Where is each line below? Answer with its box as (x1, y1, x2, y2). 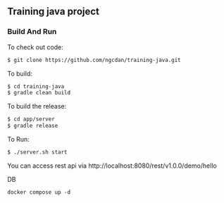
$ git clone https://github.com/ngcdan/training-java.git (7, 56, 181, 63)
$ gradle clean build (7, 90, 71, 97)
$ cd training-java (7, 82, 65, 90)
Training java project (7, 6, 100, 18)
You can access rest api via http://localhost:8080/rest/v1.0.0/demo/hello (7, 161, 217, 170)
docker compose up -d (7, 188, 71, 196)
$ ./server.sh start (7, 149, 68, 156)
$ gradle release (7, 123, 58, 130)
